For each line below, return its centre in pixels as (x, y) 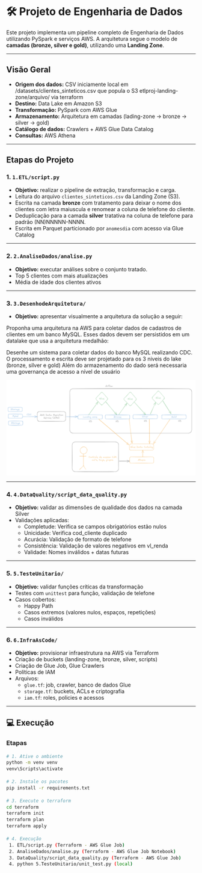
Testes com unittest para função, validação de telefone (85, 593)
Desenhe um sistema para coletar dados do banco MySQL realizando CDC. (99, 353)
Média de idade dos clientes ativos (58, 282)
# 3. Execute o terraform (38, 801)
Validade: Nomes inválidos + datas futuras (76, 552)
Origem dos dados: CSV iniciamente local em (72, 84)
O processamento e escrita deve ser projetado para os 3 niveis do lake (94, 359)
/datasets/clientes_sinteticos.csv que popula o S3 (76, 90)
